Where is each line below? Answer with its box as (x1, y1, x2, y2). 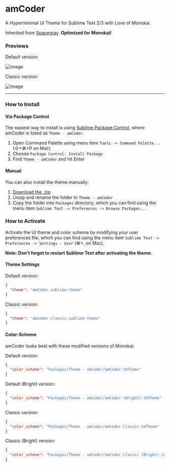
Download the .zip (12, 189, 51, 195)
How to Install (5, 101, 39, 108)
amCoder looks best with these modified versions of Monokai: (5, 343, 135, 349)
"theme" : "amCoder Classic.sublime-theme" (10, 316, 101, 321)
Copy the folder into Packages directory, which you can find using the (12, 199, 156, 206)
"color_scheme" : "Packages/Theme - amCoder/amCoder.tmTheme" (10, 367, 142, 372)
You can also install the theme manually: (5, 179, 90, 185)
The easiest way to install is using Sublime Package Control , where (5, 125, 145, 131)
